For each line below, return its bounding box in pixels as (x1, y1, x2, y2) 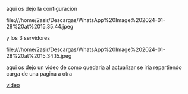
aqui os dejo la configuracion (6, 5, 77, 12)
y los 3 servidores (6, 35, 51, 41)
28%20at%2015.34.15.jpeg (6, 52, 72, 59)
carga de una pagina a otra (6, 70, 73, 77)
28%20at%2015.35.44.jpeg (6, 23, 74, 30)
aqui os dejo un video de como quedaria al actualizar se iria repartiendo (6, 64, 183, 71)
